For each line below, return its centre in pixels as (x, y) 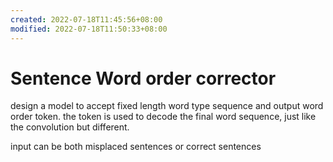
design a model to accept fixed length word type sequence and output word (167, 106)
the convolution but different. (70, 127)
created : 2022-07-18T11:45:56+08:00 (86, 19)
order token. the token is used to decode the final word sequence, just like (163, 117)
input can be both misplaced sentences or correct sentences (136, 147)
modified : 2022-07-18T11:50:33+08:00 (89, 29)
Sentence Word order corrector (143, 78)
